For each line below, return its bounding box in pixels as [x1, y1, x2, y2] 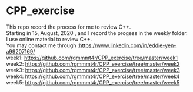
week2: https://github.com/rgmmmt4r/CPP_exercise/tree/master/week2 [6, 60, 180, 68]
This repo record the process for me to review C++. [6, 23, 131, 30]
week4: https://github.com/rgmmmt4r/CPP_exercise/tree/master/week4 [6, 73, 180, 80]
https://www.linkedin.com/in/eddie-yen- [79, 42, 177, 49]
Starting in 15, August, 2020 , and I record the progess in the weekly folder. [6, 29, 188, 36]
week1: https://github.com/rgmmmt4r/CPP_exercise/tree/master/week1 [6, 54, 178, 61]
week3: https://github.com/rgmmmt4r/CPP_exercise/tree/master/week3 [6, 66, 181, 73]
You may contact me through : [6, 42, 79, 49]
